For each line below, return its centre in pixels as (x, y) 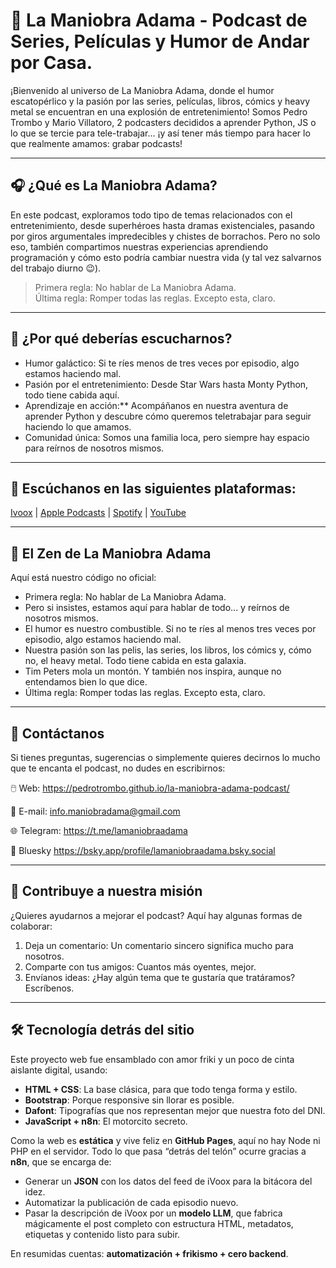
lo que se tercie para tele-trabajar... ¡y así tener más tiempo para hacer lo (160, 133)
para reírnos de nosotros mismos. (94, 448)
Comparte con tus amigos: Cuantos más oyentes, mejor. (140, 966)
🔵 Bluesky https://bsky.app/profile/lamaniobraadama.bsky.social (143, 850)
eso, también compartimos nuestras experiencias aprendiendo (139, 246)
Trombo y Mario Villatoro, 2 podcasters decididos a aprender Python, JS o (163, 122)
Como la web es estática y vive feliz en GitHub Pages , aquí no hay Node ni (165, 1140)
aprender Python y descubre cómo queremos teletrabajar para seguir (168, 416)
